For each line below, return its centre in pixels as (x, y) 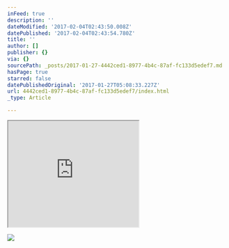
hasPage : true (28, 72)
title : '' (22, 40)
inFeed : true (26, 14)
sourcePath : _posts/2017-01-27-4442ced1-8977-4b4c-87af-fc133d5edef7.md (115, 65)
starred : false (29, 78)
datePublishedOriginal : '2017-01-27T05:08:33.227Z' (84, 85)
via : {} (18, 59)
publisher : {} (28, 53)
